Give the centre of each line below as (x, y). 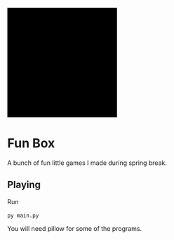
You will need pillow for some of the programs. (75, 228)
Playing (24, 185)
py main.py (23, 215)
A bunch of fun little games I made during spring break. (87, 163)
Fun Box (31, 144)
